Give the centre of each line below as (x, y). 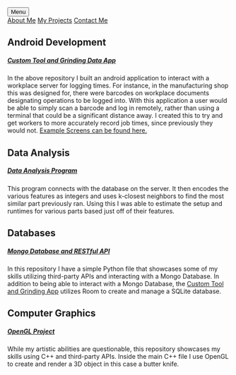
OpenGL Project (31, 331)
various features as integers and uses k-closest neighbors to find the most (116, 196)
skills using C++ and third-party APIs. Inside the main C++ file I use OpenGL (118, 357)
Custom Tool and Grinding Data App (62, 60)
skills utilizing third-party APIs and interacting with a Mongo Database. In (113, 276)
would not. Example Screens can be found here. (77, 130)
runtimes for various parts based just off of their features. (91, 211)
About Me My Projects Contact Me (58, 20)
